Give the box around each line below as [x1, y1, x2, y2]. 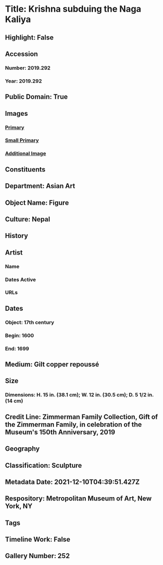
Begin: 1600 [5, 332, 34, 339]
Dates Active [5, 276, 36, 283]
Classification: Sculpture [5, 461, 82, 470]
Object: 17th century [5, 319, 54, 326]
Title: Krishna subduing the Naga [5, 3, 142, 15]
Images [5, 109, 28, 118]
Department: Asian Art [5, 182, 75, 190]
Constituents [5, 165, 46, 174]
